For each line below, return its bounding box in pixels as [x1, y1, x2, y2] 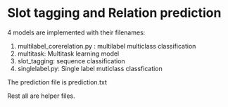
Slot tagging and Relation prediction [7, 5, 222, 21]
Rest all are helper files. [7, 92, 75, 100]
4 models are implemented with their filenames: [7, 28, 146, 37]
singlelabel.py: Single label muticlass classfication [17, 64, 163, 73]
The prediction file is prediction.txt [7, 77, 107, 86]
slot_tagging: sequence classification [17, 56, 125, 65]
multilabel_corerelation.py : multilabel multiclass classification [17, 42, 196, 50]
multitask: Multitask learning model [17, 49, 120, 58]
